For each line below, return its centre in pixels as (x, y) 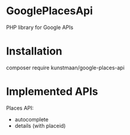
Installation (34, 51)
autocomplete (32, 119)
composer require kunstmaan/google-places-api (66, 67)
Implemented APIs (52, 91)
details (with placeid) (40, 126)
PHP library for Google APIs (40, 27)
